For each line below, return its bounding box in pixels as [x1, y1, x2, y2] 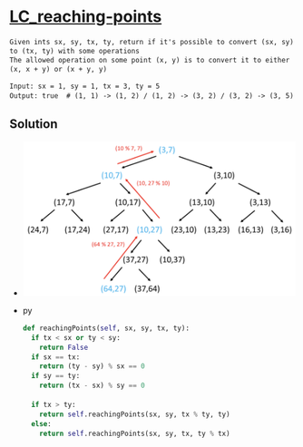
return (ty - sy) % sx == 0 [39, 362, 145, 371]
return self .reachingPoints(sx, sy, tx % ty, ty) [39, 410, 230, 419]
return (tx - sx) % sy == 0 [39, 381, 145, 391]
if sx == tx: [31, 352, 81, 362]
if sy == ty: [31, 372, 81, 381]
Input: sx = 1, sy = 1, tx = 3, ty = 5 [9, 82, 161, 91]
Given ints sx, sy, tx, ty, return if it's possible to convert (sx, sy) [9, 37, 295, 46]
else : [31, 419, 52, 428]
